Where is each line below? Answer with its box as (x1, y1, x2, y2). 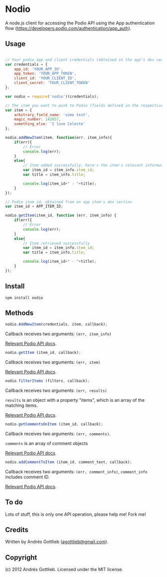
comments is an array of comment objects (5, 440, 88, 446)
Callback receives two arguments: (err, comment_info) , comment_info (5, 468, 148, 474)
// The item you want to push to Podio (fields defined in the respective (5, 103, 164, 108)
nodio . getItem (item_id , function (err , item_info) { (5, 213, 117, 218)
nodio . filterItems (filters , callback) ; (5, 378, 90, 384)
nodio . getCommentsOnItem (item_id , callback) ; (5, 422, 103, 427)
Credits (5, 525, 29, 534)
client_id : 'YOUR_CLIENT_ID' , (14, 76, 77, 81)
